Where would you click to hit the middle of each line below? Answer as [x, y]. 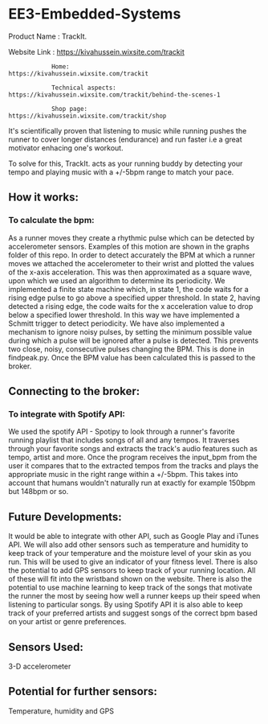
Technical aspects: [83, 88]
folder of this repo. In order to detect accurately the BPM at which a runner [132, 255]
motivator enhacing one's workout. [66, 148]
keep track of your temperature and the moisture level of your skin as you [130, 553]
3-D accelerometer [40, 666]
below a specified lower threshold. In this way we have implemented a [124, 315]
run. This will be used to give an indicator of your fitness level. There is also [133, 562]
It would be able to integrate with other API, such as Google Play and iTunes [134, 537]
